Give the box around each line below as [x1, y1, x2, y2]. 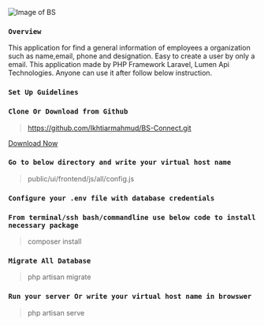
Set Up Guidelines [8, 88, 79, 97]
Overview [8, 27, 42, 35]
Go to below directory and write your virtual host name [8, 158, 232, 167]
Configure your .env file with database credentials [8, 193, 215, 203]
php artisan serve [27, 308, 85, 317]
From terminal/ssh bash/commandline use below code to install [8, 213, 256, 222]
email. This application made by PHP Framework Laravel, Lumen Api [8, 60, 230, 69]
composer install [27, 237, 82, 246]
